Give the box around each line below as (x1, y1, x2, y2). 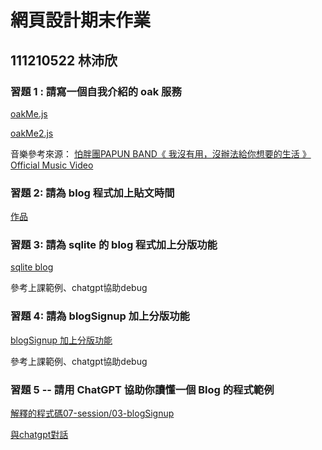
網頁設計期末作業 (10, 9, 152, 32)
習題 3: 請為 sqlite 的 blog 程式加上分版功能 (10, 238, 218, 252)
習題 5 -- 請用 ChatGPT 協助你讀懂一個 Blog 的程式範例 (10, 382, 275, 396)
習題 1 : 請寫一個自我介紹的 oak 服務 (10, 84, 182, 98)
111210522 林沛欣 (10, 52, 118, 69)
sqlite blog (10, 261, 54, 273)
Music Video (41, 159, 94, 171)
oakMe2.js (10, 127, 54, 139)
